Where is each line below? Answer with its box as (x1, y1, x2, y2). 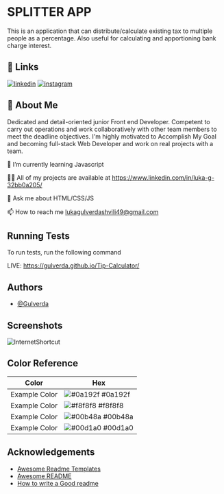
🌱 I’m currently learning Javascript (7, 160, 104, 168)
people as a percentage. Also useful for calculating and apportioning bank (7, 34, 216, 42)
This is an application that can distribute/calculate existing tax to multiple (7, 27, 213, 35)
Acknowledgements (7, 447, 95, 458)
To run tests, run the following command (7, 248, 121, 257)
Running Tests (7, 230, 70, 242)
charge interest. (7, 41, 52, 49)
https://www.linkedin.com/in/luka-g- (112, 173, 214, 182)
